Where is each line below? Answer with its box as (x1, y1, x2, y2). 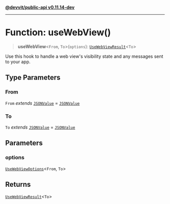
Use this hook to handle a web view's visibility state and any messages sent (5, 53, 163, 59)
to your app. (5, 58, 31, 65)
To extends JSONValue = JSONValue (5, 124, 75, 130)
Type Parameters (5, 73, 61, 82)
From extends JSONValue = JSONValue (5, 100, 80, 106)
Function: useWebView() (5, 27, 111, 38)
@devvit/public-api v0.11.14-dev (5, 5, 75, 10)
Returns (5, 180, 31, 189)
